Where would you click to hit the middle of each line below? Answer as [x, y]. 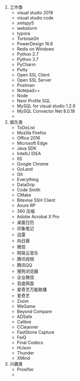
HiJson [24, 348]
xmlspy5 [25, 23]
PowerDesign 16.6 [35, 44]
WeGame [26, 306]
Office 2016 [28, 138]
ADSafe [24, 317]
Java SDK [27, 148]
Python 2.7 [28, 54]
